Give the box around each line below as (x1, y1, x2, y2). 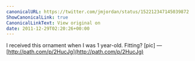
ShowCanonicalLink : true (6, 14, 68, 20)
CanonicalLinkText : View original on (6, 20, 101, 26)
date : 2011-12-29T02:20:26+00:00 (6, 25, 90, 32)
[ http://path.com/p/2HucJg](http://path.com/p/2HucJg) (6, 48, 144, 56)
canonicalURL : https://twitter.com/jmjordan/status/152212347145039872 (6, 8, 189, 15)
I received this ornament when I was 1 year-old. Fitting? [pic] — (6, 42, 162, 49)
